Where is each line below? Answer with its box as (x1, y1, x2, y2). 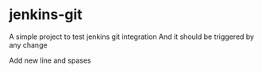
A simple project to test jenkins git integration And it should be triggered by (9, 32, 255, 41)
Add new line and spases (9, 56, 92, 65)
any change (9, 40, 48, 49)
